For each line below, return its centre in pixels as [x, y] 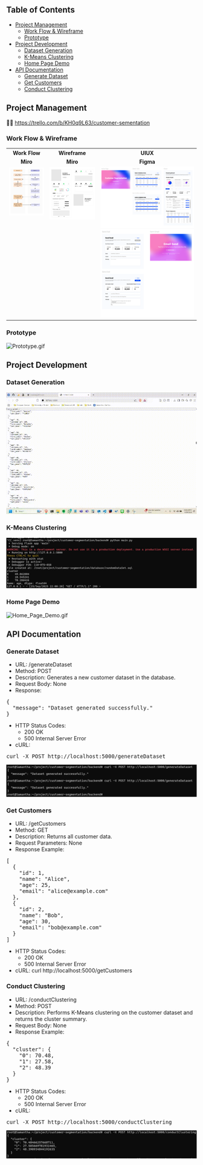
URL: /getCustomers [40, 824]
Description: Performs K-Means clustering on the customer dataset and [104, 1012]
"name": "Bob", [41, 915]
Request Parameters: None [49, 843]
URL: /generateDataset [43, 665]
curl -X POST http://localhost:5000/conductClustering [89, 1122]
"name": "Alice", [45, 879]
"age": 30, [35, 921]
